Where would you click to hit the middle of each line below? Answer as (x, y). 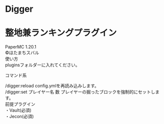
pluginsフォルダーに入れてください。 (42, 65)
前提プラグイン (20, 104)
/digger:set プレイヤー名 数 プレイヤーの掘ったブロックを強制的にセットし (80, 92)
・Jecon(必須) (20, 117)
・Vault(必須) (18, 110)
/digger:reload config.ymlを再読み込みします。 (52, 86)
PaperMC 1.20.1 (21, 47)
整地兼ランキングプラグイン (61, 33)
